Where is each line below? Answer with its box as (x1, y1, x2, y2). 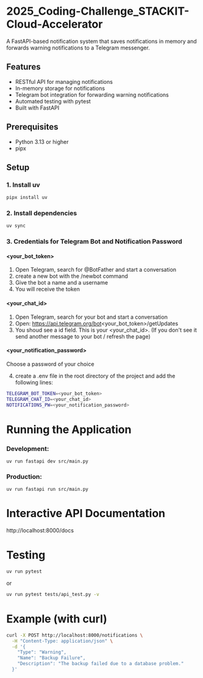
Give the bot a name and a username (15, 279, 109, 286)
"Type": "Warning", (17, 649, 67, 655)
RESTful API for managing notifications (15, 78, 113, 85)
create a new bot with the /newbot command (15, 272, 128, 280)
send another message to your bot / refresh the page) (15, 332, 151, 340)
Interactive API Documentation (6, 507, 166, 521)
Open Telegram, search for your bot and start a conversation (15, 313, 168, 321)
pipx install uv (6, 195, 48, 201)
